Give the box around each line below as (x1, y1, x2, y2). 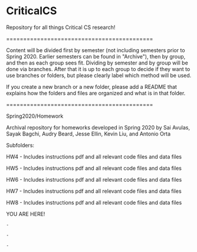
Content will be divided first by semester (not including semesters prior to (6, 46, 185, 54)
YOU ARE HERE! (6, 210, 45, 217)
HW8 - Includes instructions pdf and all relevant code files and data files (6, 199, 182, 206)
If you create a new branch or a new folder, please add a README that (6, 83, 177, 90)
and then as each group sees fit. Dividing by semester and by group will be (6, 59, 189, 66)
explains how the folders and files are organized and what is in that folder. (6, 89, 186, 96)
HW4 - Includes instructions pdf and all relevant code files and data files (6, 153, 182, 160)
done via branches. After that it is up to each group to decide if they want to (6, 65, 191, 72)
